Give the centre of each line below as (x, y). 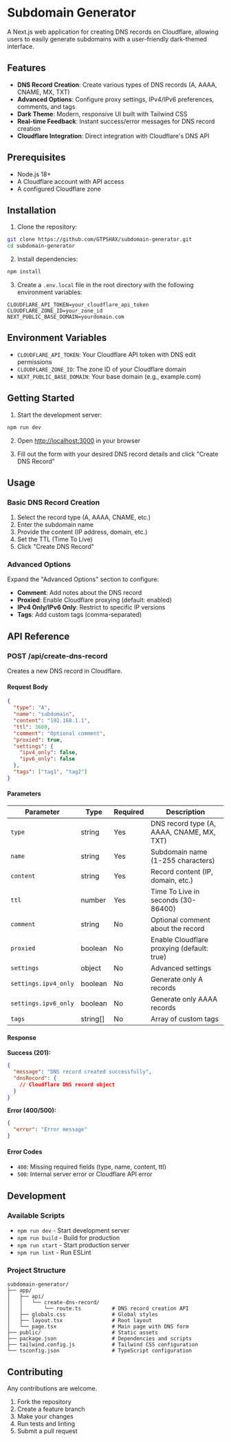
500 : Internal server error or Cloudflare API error (85, 1174)
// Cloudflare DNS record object (67, 1085)
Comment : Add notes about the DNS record (79, 593)
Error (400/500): (32, 1111)
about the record (178, 928)
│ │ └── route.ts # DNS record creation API (98, 1309)
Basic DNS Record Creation (54, 502)
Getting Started (41, 398)
